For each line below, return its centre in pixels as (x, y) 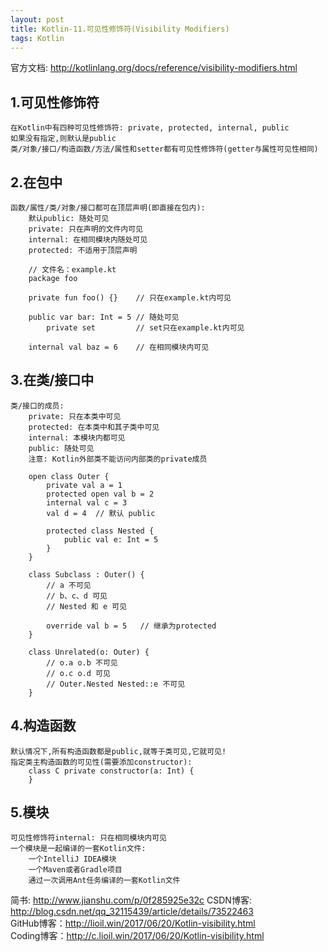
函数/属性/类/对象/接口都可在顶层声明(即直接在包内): (108, 208)
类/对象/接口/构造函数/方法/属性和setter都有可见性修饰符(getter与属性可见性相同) (164, 149)
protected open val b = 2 (100, 494)
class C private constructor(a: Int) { (111, 771)
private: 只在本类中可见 (75, 416)
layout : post (37, 19)
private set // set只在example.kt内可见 (145, 328)
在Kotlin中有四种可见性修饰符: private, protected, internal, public (150, 128)
